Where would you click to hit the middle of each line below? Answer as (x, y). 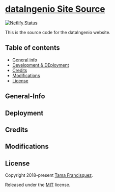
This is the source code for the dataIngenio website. (58, 32)
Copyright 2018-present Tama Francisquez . (49, 175)
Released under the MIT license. (38, 185)
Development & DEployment (41, 65)
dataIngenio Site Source (55, 9)
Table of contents (32, 48)
